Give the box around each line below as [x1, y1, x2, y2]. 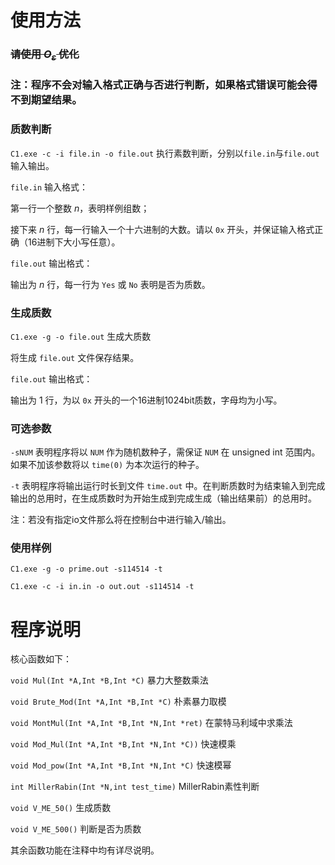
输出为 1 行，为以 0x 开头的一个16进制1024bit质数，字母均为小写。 [10, 394, 283, 406]
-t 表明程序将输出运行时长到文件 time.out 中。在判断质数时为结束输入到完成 [10, 480, 326, 492]
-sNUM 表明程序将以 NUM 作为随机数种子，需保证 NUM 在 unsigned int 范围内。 [10, 446, 321, 458]
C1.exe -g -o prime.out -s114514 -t [10, 564, 163, 575]
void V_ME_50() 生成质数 [10, 802, 112, 814]
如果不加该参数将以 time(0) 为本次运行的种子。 [10, 459, 205, 471]
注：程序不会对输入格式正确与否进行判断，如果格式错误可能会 [10, 78, 308, 92]
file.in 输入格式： [10, 181, 89, 193]
